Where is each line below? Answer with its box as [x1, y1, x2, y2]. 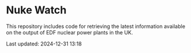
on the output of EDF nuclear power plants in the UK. [6, 29, 133, 36]
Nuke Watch [6, 3, 67, 17]
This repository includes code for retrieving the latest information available [6, 23, 186, 30]
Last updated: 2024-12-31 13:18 [6, 40, 82, 47]
